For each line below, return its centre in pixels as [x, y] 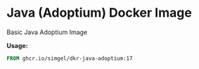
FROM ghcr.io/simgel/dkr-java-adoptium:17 [70, 58]
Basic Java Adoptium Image [47, 32]
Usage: [18, 45]
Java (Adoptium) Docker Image [99, 13]
